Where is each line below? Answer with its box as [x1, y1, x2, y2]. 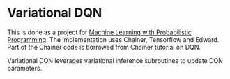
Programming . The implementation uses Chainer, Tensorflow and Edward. [7, 35, 220, 43]
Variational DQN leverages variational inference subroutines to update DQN [7, 56, 223, 64]
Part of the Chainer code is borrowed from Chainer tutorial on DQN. [7, 43, 201, 51]
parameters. [7, 64, 43, 72]
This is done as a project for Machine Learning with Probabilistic [7, 28, 192, 36]
